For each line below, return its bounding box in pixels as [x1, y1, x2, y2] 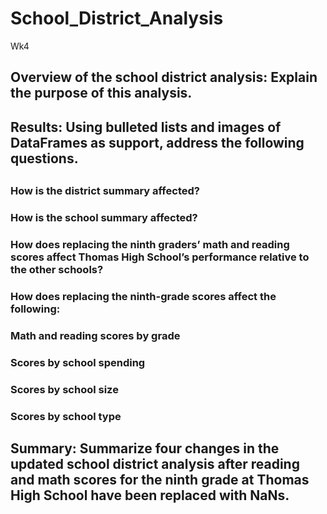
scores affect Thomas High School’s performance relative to [10, 250, 310, 264]
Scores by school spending [10, 355, 146, 369]
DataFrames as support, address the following [10, 134, 305, 151]
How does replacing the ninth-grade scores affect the [10, 289, 277, 303]
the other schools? [10, 262, 104, 276]
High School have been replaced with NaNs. [10, 487, 290, 504]
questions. [10, 150, 79, 167]
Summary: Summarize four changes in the [10, 440, 280, 457]
